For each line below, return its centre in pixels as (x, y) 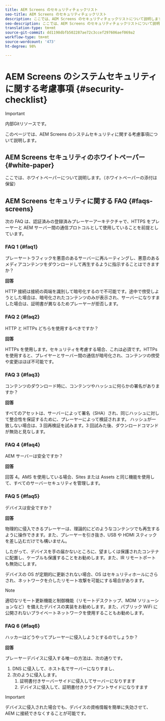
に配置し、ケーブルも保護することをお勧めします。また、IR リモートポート (81, 557)
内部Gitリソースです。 (27, 123)
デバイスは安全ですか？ (29, 507)
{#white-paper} (30, 165)
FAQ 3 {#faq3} (23, 374)
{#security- (100, 89)
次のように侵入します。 (36, 675)
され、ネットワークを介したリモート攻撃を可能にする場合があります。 (76, 580)
